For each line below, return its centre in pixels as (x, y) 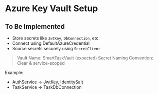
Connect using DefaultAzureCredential (51, 43)
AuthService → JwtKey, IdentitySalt (48, 82)
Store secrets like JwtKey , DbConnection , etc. (56, 38)
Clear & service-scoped (41, 63)
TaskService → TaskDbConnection (47, 87)
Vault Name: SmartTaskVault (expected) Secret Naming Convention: (85, 58)
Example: (14, 73)
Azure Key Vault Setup (52, 9)
